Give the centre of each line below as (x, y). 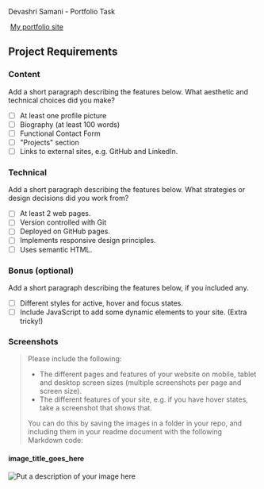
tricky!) (31, 322)
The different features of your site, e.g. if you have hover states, (143, 399)
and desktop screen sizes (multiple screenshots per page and (140, 383)
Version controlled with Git (63, 222)
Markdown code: (55, 441)
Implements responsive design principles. (88, 241)
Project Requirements (63, 52)
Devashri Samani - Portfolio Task (62, 12)
